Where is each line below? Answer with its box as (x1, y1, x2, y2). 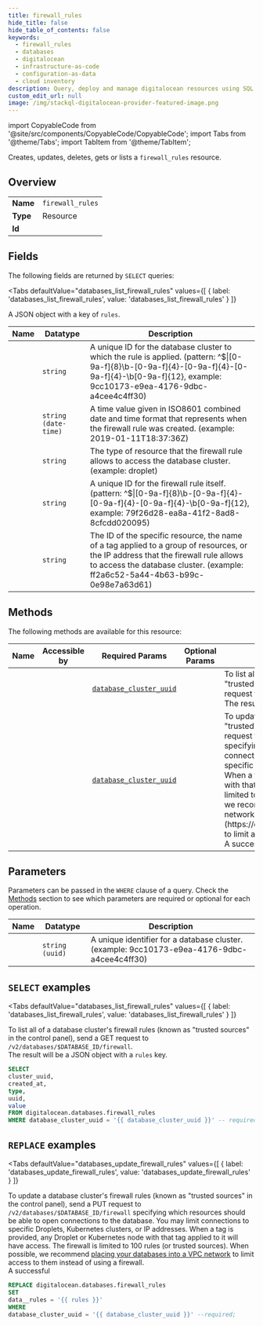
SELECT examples (8, 980, 92, 994)
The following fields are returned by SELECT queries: (8, 270, 175, 280)
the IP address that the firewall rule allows (89, 549, 244, 560)
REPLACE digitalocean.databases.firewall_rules (8, 1281, 167, 1289)
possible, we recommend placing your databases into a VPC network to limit (8, 1250, 254, 1258)
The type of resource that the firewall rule (89, 445, 243, 456)
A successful (8, 1266, 51, 1275)
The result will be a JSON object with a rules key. (8, 1050, 168, 1060)
